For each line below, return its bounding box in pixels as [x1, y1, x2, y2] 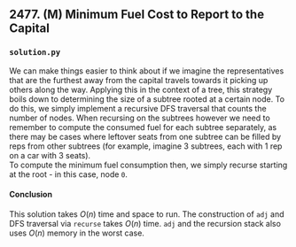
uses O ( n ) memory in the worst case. [9, 228, 144, 238]
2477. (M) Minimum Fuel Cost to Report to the [9, 7, 264, 22]
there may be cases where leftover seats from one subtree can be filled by [9, 131, 282, 142]
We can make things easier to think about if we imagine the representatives [9, 66, 284, 76]
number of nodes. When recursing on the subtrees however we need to [9, 112, 270, 123]
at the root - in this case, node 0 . [9, 168, 129, 180]
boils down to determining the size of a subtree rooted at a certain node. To [9, 93, 285, 104]
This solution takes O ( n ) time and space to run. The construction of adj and [9, 208, 285, 220]
